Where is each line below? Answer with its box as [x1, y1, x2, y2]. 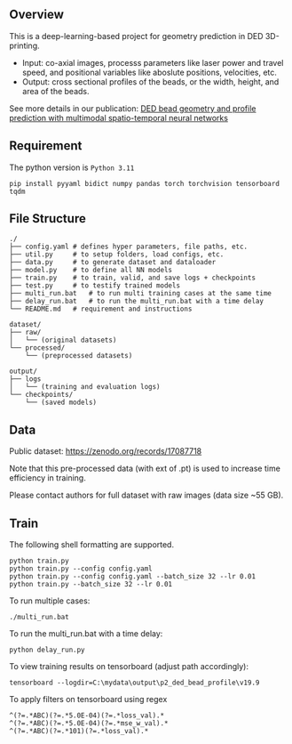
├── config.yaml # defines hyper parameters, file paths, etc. [9, 242, 249, 252]
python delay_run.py [9, 645, 86, 655]
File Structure [9, 211, 86, 226]
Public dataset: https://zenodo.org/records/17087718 [9, 446, 202, 457]
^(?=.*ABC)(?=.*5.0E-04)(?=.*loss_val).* [9, 711, 165, 720]
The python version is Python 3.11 [9, 162, 135, 173]
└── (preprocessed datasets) [25, 352, 133, 360]
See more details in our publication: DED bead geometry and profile [9, 102, 256, 114]
